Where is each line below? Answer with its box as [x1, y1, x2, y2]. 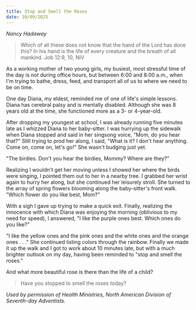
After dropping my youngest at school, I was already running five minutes [6, 119, 183, 126]
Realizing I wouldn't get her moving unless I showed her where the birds [6, 166, 180, 173]
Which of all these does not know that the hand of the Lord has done [20, 41, 186, 48]
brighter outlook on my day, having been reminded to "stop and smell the [6, 250, 183, 257]
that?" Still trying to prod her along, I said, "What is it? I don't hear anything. [6, 137, 188, 144]
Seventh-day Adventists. [6, 297, 66, 304]
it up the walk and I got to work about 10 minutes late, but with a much [6, 245, 175, 252]
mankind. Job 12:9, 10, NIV [20, 54, 85, 61]
